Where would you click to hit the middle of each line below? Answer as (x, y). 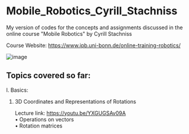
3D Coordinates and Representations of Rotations (75, 101)
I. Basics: (17, 90)
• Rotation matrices (38, 126)
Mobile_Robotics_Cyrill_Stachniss (92, 11)
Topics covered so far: (48, 76)
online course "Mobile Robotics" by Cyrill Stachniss (69, 33)
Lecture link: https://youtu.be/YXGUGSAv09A (70, 113)
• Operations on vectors (44, 119)
